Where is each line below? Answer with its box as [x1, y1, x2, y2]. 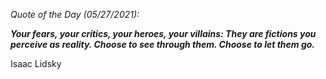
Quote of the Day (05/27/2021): [10, 9, 140, 20]
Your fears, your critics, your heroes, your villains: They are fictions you [10, 28, 317, 39]
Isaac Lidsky [10, 58, 62, 69]
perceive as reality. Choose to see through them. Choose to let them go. [10, 39, 315, 50]
